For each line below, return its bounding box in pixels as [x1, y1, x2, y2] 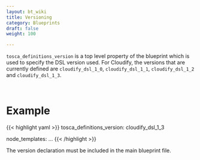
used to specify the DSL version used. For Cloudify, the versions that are [6, 59, 186, 66]
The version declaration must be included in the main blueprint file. [6, 147, 172, 154]
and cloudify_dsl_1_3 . [6, 72, 62, 79]
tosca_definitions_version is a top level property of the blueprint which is [6, 53, 190, 60]
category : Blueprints [6, 20, 60, 26]
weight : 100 [6, 31, 36, 37]
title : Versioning [6, 14, 52, 20]
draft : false [6, 25, 39, 32]
